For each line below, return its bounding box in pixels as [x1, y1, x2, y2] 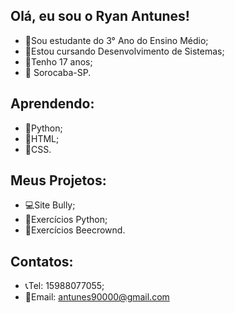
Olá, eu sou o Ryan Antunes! [10, 8, 190, 25]
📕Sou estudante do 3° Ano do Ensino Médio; [24, 34, 209, 46]
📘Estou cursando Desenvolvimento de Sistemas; [24, 45, 225, 57]
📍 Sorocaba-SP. [24, 66, 92, 78]
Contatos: [10, 253, 74, 270]
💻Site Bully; [24, 199, 76, 211]
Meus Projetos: [10, 172, 107, 189]
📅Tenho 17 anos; [24, 55, 93, 68]
